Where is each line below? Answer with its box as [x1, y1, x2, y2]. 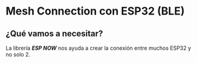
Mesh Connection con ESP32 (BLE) [5, 4, 185, 18]
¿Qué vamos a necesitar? [5, 28, 103, 39]
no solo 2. [5, 51, 31, 58]
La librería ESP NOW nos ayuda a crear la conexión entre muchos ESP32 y [5, 44, 192, 51]
